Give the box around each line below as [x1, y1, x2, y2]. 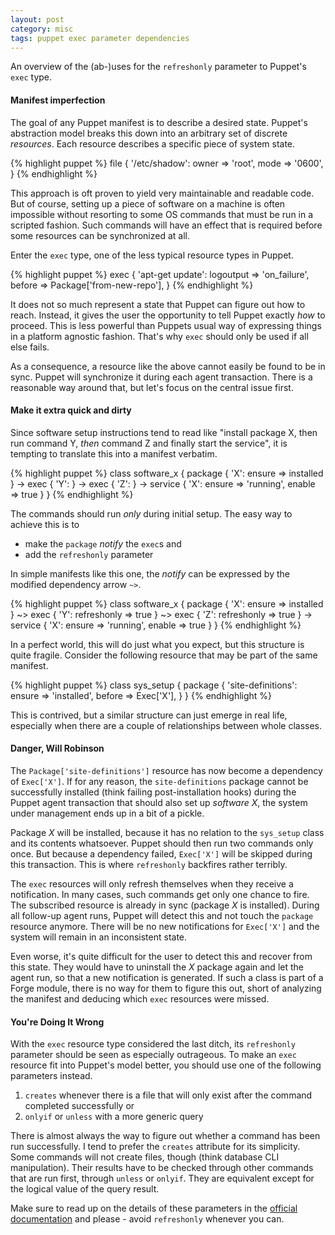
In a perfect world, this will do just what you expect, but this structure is [10, 638, 305, 650]
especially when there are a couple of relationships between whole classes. [10, 719, 323, 731]
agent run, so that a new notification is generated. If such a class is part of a [10, 971, 324, 983]
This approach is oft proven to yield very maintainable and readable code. [10, 187, 315, 199]
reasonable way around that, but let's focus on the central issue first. [10, 381, 294, 393]
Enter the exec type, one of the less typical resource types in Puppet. [10, 249, 294, 261]
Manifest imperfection [10, 94, 106, 106]
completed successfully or [24, 1100, 135, 1112]
